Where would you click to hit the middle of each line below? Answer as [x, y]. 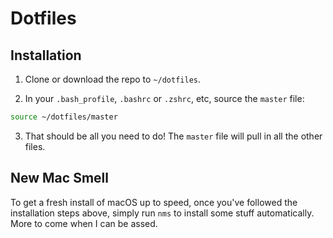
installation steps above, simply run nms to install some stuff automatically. [162, 213]
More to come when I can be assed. [84, 223]
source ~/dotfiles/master [64, 117]
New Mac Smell [59, 178]
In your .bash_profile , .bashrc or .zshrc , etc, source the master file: [164, 98]
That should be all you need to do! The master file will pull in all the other [173, 136]
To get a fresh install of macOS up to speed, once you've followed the [154, 202]
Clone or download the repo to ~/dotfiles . [112, 79]
